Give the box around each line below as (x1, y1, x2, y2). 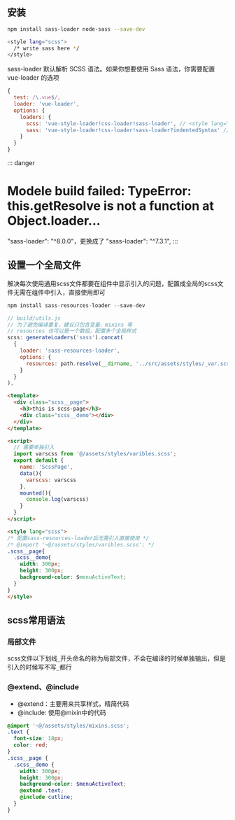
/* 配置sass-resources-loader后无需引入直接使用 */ (7, 535, 150, 542)
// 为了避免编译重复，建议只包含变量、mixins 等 (7, 321, 133, 328)
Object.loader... (7, 213, 101, 229)
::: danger (7, 159, 35, 167)
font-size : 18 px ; (13, 735, 64, 742)
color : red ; (13, 742, 49, 749)
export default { (13, 457, 64, 464)
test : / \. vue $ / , (13, 94, 61, 101)
